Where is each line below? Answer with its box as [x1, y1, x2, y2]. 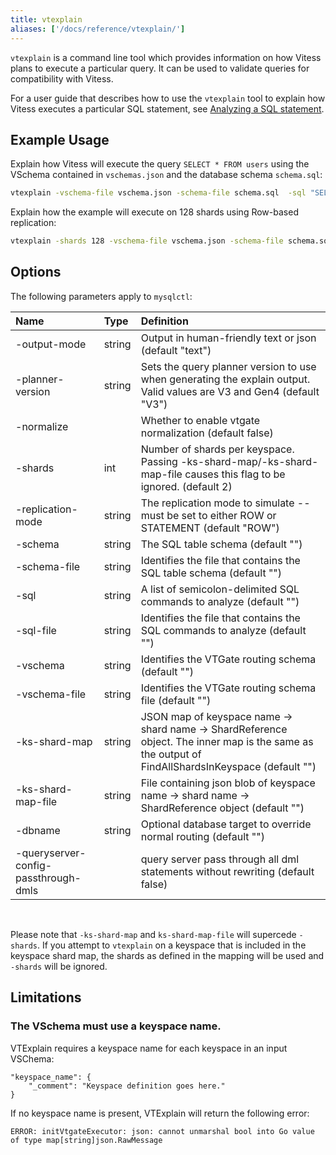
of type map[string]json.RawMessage [10, 1135, 163, 1145]
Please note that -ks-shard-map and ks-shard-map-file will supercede [10, 928, 297, 940]
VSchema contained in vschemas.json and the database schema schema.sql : [10, 169, 323, 181]
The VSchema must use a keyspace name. [10, 1019, 222, 1033]
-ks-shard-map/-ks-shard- [180, 454, 319, 468]
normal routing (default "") [140, 829, 265, 843]
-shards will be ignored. [10, 960, 108, 972]
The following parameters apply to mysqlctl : [10, 290, 193, 302]
